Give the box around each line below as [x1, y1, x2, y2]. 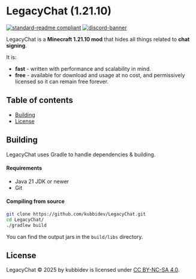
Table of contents [6, 95, 73, 105]
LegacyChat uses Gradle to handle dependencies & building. [6, 151, 156, 158]
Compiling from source [6, 198, 65, 205]
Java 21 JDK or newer [14, 178, 70, 185]
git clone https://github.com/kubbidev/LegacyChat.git [6, 211, 146, 217]
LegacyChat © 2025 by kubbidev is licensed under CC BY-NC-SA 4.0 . [6, 266, 180, 274]
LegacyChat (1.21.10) [6, 4, 112, 18]
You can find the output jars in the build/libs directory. [6, 233, 143, 240]
